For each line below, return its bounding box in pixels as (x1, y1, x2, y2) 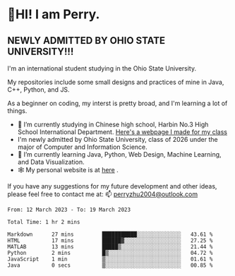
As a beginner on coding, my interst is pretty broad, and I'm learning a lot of (7, 99, 228, 107)
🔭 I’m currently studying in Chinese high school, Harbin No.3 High (17, 120, 209, 128)
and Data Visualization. (17, 158, 85, 166)
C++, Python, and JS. (7, 85, 70, 94)
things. (7, 107, 28, 115)
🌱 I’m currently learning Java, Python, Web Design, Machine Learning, (17, 150, 222, 158)
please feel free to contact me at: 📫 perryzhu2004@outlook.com (7, 190, 198, 198)
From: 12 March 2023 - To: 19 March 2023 (7, 206, 131, 213)
